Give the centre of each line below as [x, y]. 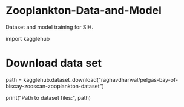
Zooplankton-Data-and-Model [84, 11]
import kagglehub [28, 38]
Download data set [54, 63]
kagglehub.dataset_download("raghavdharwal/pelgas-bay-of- [101, 79]
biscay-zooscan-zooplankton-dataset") [55, 86]
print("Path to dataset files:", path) [48, 97]
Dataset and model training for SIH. [50, 27]
